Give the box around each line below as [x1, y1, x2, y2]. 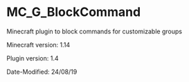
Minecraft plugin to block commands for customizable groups [6, 27, 183, 35]
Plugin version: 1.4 [6, 54, 60, 63]
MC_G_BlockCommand [6, 4, 141, 20]
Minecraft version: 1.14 [6, 40, 71, 49]
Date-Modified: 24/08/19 [6, 67, 78, 76]
